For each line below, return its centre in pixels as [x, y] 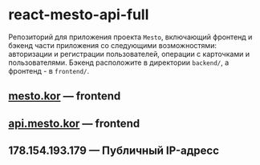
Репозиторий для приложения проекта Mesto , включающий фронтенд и [130, 37]
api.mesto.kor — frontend [74, 123]
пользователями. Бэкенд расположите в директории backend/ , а [119, 62]
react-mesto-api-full [79, 15]
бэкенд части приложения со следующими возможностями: [112, 45]
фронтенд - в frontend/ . [49, 70]
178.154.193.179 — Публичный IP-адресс [114, 151]
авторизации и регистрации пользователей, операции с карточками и [129, 54]
